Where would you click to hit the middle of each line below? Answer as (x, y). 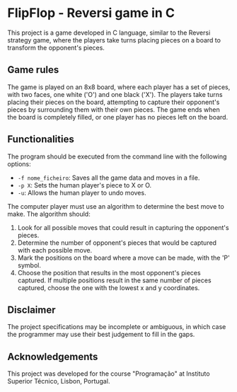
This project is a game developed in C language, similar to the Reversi (109, 33)
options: (19, 163)
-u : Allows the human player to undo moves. (82, 192)
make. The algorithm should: (49, 214)
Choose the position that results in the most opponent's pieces (109, 272)
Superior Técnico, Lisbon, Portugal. (59, 381)
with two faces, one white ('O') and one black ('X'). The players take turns (115, 94)
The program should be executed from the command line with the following (117, 156)
